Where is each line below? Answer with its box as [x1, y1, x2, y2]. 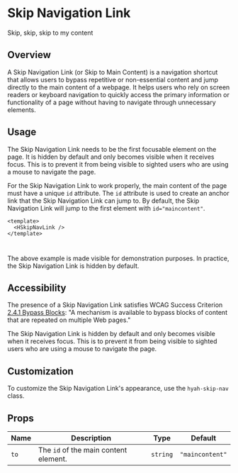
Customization [7, 365, 74, 377]
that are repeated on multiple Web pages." [7, 316, 131, 324]
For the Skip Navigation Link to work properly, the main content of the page [7, 181, 227, 189]
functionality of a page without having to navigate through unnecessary [7, 98, 216, 106]
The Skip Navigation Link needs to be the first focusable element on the [7, 145, 217, 153]
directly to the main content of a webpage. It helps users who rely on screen [7, 83, 230, 91]
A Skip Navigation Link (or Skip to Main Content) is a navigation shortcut [7, 67, 218, 76]
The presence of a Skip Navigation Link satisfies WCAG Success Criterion [7, 301, 223, 309]
